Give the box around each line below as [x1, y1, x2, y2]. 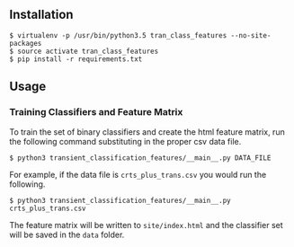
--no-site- [230, 31, 272, 40]
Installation [9, 7, 74, 22]
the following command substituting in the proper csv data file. [9, 136, 242, 146]
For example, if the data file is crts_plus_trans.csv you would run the [9, 169, 267, 180]
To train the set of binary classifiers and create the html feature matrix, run [9, 126, 285, 137]
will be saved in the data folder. [9, 229, 125, 240]
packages [9, 39, 42, 48]
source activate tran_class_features [17, 47, 159, 56]
